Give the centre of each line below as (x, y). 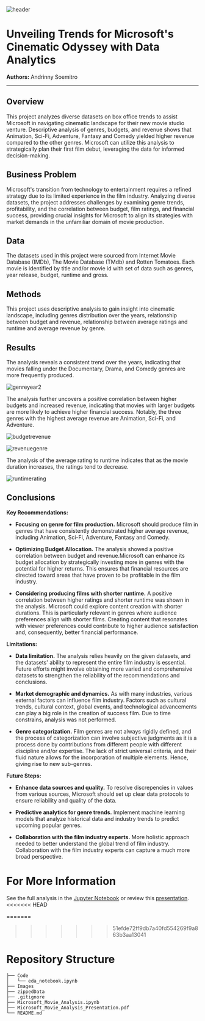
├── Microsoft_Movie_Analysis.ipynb (53, 1002)
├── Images (20, 986)
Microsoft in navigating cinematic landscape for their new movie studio (95, 123)
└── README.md (24, 1013)
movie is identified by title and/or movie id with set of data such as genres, (100, 269)
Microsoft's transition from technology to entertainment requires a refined (99, 189)
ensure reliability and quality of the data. (66, 800)
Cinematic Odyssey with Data (83, 47)
